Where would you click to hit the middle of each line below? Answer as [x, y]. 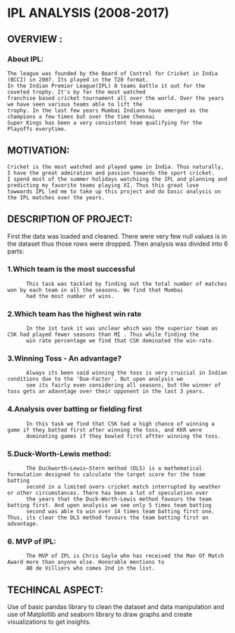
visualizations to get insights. [49, 622]
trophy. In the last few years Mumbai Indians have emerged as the [108, 111]
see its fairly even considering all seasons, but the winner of [123, 385]
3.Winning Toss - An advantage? [65, 358]
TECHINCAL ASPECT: [55, 590]
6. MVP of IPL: [32, 541]
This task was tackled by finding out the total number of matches [127, 284]
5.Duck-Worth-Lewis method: [59, 453]
